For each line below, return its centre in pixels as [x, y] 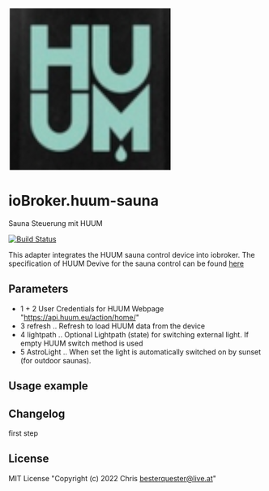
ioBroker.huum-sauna [84, 201]
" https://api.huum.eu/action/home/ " [80, 317]
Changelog [37, 413]
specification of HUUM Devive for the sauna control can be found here [126, 263]
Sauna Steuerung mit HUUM [56, 223]
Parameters [38, 289]
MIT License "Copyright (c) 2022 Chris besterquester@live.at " [113, 478]
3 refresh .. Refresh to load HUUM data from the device [112, 326]
